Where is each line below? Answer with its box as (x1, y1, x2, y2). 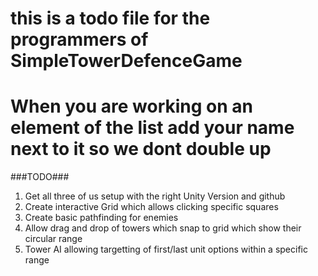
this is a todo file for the (10, 7, 211, 30)
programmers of (10, 28, 149, 51)
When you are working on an (10, 95, 254, 118)
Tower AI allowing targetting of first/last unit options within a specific (24, 243, 308, 256)
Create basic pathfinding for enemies (24, 212, 179, 224)
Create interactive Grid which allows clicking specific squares (24, 201, 279, 213)
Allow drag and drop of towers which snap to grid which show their (24, 222, 302, 234)
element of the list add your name (10, 117, 295, 139)
